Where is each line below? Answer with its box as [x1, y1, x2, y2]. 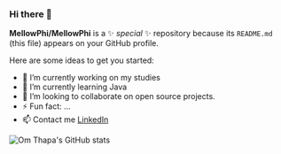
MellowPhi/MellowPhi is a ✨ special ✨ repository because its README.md [9, 28, 273, 39]
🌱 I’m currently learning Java [21, 81, 128, 92]
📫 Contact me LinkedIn [21, 114, 109, 125]
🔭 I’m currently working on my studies [21, 73, 161, 83]
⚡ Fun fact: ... [21, 101, 71, 112]
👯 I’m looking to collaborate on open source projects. [21, 91, 215, 102]
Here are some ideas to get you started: [9, 55, 155, 65]
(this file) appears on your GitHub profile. [9, 38, 160, 49]
